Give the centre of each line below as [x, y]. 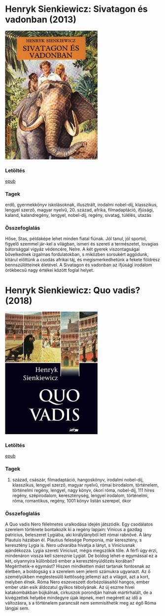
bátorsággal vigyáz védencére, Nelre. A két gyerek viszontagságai [72, 249]
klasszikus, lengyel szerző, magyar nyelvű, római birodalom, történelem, [85, 485]
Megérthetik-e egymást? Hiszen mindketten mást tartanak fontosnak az [78, 566]
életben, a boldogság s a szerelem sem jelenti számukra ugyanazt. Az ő [78, 572]
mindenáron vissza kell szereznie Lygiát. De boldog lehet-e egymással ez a [81, 556]
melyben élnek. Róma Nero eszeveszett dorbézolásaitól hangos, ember [77, 582]
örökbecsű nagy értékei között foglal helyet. [50, 270]
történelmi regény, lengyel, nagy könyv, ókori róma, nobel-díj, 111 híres [83, 490]
